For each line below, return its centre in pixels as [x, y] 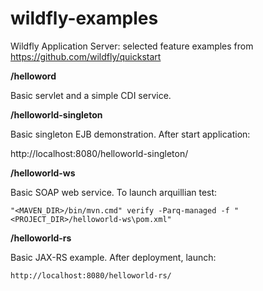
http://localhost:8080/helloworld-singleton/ [99, 153]
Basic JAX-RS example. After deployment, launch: [113, 257]
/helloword [33, 76]
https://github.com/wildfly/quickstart [86, 56]
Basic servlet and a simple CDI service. [91, 95]
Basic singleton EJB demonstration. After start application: [130, 134]
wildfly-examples [84, 18]
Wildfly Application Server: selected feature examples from [132, 46]
